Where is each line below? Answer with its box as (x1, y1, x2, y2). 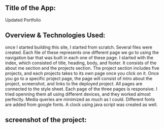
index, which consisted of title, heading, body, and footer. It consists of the (5, 60, 157, 66)
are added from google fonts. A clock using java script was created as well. (5, 102, 158, 107)
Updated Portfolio (5, 17, 41, 23)
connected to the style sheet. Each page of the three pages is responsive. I (5, 86, 158, 92)
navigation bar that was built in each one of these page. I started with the (5, 54, 154, 60)
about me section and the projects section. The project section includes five (5, 65, 160, 71)
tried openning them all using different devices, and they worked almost (5, 91, 151, 97)
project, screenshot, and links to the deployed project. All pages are (5, 80, 143, 86)
